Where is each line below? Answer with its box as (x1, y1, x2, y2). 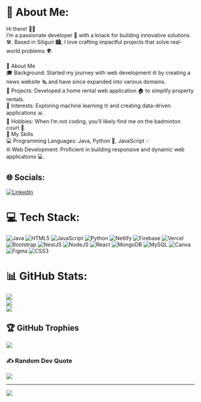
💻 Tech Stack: (6, 210, 80, 224)
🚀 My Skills (6, 130, 33, 137)
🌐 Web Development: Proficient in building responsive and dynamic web (6, 146, 185, 153)
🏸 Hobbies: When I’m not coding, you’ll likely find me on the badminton (6, 117, 181, 125)
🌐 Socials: (6, 173, 45, 183)
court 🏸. (6, 124, 26, 131)
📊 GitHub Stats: (6, 269, 88, 283)
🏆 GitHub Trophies (6, 323, 80, 333)
